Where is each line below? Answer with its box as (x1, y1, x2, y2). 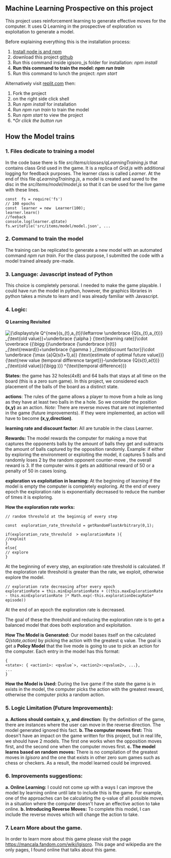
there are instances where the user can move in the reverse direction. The (5, 722, 161, 728)
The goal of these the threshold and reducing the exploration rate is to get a (5, 616, 165, 623)
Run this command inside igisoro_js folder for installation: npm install (12, 59, 158, 66)
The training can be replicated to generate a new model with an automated (5, 247, 162, 253)
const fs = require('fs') (5, 196, 63, 202)
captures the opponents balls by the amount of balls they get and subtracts (5, 441, 164, 447)
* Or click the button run (12, 117, 63, 124)
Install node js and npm (12, 48, 62, 54)
